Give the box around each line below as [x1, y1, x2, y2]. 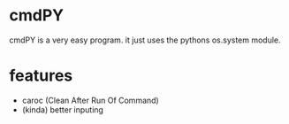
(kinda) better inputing [21, 104, 104, 115]
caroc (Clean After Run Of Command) [21, 95, 159, 105]
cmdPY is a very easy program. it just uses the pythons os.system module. [9, 35, 281, 45]
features [9, 66, 73, 86]
